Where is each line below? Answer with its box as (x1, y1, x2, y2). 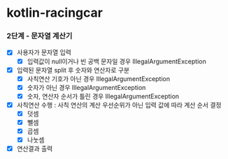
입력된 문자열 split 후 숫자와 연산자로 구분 (16, 66, 130, 74)
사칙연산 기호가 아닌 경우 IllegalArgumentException (27, 75, 171, 83)
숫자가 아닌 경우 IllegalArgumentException (27, 83, 146, 91)
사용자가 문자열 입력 (16, 48, 71, 56)
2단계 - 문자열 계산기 (6, 31, 73, 41)
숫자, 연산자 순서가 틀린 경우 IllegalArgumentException (27, 92, 180, 100)
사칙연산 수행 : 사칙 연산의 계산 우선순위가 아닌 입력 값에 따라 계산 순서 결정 (16, 100, 222, 109)
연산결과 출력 (16, 144, 53, 153)
